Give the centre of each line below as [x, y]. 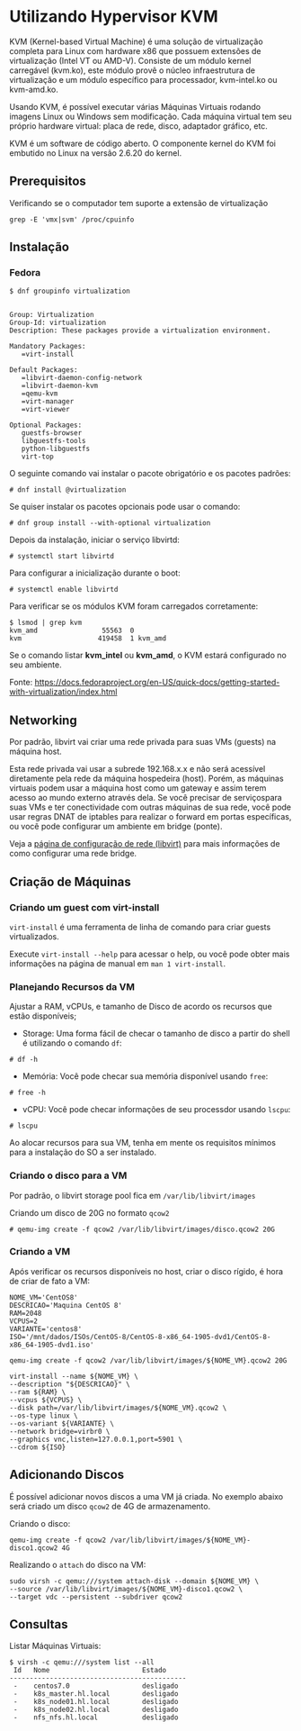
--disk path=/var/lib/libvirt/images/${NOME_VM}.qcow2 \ [118, 1408]
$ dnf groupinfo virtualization [70, 291]
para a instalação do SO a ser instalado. [83, 1152]
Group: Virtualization [52, 315]
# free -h [28, 1093]
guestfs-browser [52, 433]
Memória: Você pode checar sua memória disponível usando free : [145, 1076]
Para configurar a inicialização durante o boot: [95, 573]
